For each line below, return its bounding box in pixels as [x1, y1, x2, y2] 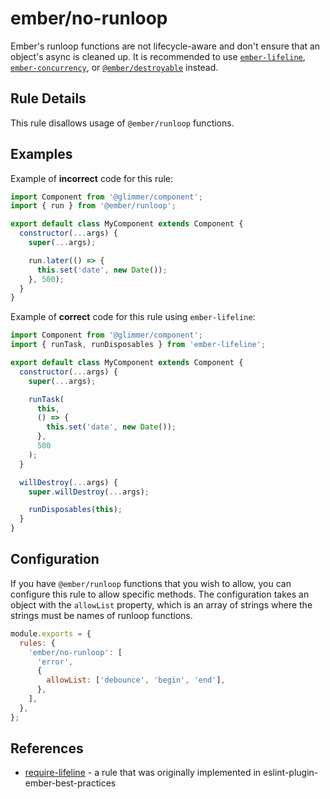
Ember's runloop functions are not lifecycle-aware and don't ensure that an [10, 40, 321, 52]
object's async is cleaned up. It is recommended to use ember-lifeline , [10, 50, 306, 62]
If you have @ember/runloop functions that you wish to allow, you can [10, 577, 292, 589]
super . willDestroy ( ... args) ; [28, 487, 150, 497]
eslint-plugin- [262, 767, 319, 779]
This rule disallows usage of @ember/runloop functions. [10, 117, 235, 129]
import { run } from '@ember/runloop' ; [10, 201, 177, 211]
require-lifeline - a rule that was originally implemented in [24, 767, 262, 779]
